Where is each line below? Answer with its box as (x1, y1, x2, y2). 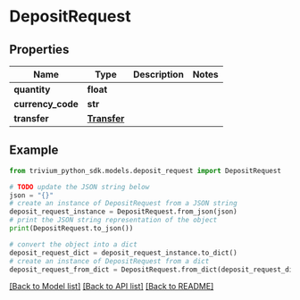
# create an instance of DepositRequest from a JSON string (9, 199, 238, 208)
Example (9, 143, 59, 158)
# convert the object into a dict (9, 239, 138, 249)
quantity (13, 83, 51, 96)
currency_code (13, 98, 79, 110)
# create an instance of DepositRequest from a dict (9, 256, 210, 265)
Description (132, 69, 185, 80)
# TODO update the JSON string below (9, 182, 150, 191)
